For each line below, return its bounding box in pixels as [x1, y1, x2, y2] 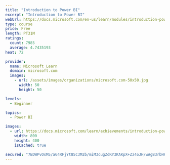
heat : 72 [5, 50, 24, 55]
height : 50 [18, 87, 42, 92]
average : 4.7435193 [10, 45, 51, 50]
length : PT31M [5, 31, 35, 36]
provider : [5, 59, 26, 64]
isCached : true [14, 143, 47, 148]
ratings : [5, 36, 24, 41]
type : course [5, 21, 33, 27]
